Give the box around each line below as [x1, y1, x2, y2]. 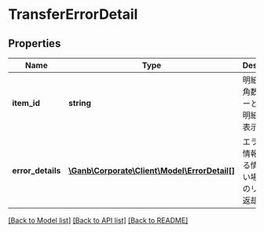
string [68, 98, 92, 108]
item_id [12, 98, 41, 108]
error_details [12, 165, 61, 176]
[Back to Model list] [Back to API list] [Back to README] [8, 216, 189, 225]
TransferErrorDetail [8, 5, 138, 24]
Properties [8, 37, 61, 50]
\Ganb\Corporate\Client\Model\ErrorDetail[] [68, 165, 236, 176]
